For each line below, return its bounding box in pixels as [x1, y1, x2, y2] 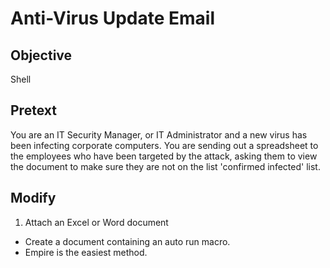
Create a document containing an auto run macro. [24, 235, 231, 247]
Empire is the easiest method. [24, 246, 148, 258]
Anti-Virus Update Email [10, 7, 215, 30]
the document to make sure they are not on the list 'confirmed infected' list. [10, 160, 321, 172]
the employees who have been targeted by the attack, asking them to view [10, 150, 318, 162]
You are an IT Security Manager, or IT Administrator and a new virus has [10, 128, 308, 141]
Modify [10, 190, 57, 207]
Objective [10, 47, 73, 64]
